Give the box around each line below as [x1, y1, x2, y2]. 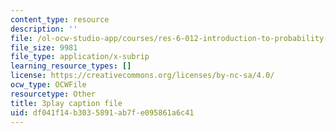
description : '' [10, 24, 78, 34]
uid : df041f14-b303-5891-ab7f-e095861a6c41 [10, 107, 195, 118]
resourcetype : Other [10, 89, 97, 99]
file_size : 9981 [10, 42, 78, 53]
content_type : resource [10, 14, 110, 25]
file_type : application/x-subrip [10, 52, 150, 62]
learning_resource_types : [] [10, 61, 132, 71]
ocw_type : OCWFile [10, 80, 87, 90]
